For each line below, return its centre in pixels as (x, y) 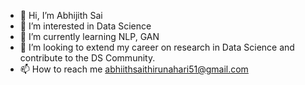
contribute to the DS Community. (87, 58)
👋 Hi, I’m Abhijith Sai (61, 15)
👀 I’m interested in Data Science (85, 26)
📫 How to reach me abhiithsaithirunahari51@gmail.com (134, 69)
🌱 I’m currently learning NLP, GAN (89, 36)
